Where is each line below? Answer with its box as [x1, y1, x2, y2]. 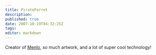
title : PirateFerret [5, 7, 48, 12]
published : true [5, 16, 39, 21]
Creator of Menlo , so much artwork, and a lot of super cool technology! [5, 44, 152, 50]
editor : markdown [5, 30, 41, 35]
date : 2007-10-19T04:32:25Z [5, 21, 64, 26]
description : [5, 12, 32, 17]
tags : [5, 26, 16, 31]
